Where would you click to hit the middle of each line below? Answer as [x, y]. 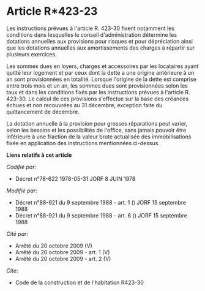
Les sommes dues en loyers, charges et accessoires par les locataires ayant [102, 66]
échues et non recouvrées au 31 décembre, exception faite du [84, 105]
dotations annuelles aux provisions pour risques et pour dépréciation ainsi [99, 41]
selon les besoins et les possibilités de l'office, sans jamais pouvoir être [96, 130]
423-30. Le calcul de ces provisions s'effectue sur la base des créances [97, 99]
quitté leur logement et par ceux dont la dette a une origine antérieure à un [100, 72]
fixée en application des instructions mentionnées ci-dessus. [83, 143]
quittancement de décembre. [43, 111]
